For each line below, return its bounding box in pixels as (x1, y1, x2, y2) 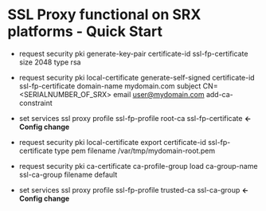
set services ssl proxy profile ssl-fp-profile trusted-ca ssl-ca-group (18, 185, 241, 194)
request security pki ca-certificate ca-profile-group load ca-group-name (18, 161, 258, 170)
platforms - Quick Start (7, 22, 163, 41)
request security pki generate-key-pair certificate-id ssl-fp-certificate (18, 49, 248, 58)
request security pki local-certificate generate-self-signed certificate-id (18, 72, 256, 82)
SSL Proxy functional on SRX (7, 6, 201, 24)
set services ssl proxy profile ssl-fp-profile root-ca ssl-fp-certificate (18, 113, 243, 123)
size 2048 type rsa (18, 57, 81, 67)
